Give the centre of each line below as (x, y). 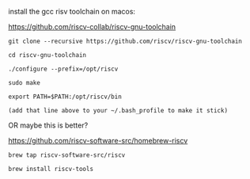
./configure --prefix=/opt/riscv (63, 69)
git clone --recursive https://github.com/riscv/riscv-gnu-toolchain (125, 41)
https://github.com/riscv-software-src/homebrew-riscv (98, 141)
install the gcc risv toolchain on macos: (72, 11)
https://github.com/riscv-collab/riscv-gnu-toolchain (92, 27)
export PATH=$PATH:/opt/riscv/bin (65, 97)
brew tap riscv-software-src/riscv (67, 155)
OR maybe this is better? (48, 125)
